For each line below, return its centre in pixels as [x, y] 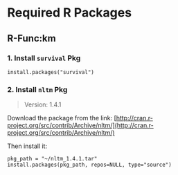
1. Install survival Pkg [44, 58]
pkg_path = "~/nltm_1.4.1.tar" [52, 159]
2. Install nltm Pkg [37, 89]
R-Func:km [32, 38]
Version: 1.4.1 [43, 104]
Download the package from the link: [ [62, 118]
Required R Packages [70, 13]
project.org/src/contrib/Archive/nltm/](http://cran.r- [80, 125]
